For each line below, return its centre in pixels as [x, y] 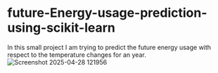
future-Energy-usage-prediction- [107, 13]
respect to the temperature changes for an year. [77, 55]
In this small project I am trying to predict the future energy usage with [109, 47]
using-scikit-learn [62, 28]
